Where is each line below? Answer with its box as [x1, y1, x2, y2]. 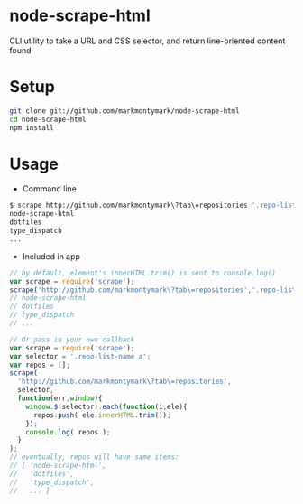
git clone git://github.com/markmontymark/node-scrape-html [9, 106, 241, 116]
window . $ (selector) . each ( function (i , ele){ [25, 402, 188, 411]
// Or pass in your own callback [9, 335, 135, 344]
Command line [22, 183, 77, 194]
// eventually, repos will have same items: [9, 453, 179, 462]
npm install [9, 123, 54, 132]
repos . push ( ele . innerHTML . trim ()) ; [32, 410, 171, 420]
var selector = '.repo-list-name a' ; [9, 351, 151, 361]
